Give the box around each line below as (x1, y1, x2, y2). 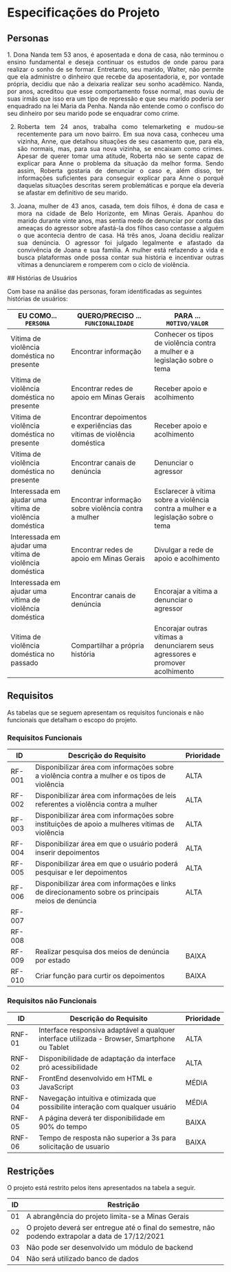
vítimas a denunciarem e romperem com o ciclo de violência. (16, 261, 190, 268)
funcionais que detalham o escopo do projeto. (7, 715, 137, 724)
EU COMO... (18, 311, 57, 320)
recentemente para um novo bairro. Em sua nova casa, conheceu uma (16, 130, 224, 138)
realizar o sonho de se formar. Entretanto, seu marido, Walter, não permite (7, 66, 224, 73)
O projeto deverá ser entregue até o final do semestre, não (26, 1223, 215, 1233)
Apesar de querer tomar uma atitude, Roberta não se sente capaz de (16, 152, 224, 160)
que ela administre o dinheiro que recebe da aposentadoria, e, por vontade (7, 72, 224, 81)
